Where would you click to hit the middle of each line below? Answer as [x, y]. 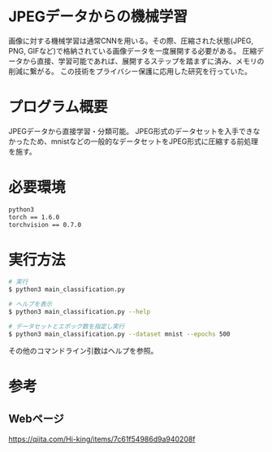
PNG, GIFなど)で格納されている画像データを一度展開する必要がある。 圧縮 [133, 50]
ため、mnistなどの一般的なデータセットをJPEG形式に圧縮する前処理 [144, 141]
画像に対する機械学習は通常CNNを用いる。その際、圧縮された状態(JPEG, [131, 41]
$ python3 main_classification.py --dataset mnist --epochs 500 [119, 334]
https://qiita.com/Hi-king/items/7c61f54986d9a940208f [102, 439]
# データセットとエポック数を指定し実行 [67, 326]
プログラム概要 [58, 107]
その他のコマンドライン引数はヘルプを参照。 [83, 350]
